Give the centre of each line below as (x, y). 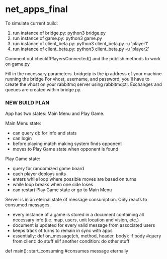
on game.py (18, 64)
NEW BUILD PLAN (27, 102)
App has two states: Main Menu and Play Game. (55, 113)
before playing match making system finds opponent (67, 144)
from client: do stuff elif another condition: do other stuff (71, 241)
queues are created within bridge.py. (43, 89)
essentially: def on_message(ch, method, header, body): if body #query (87, 236)
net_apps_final (36, 9)
